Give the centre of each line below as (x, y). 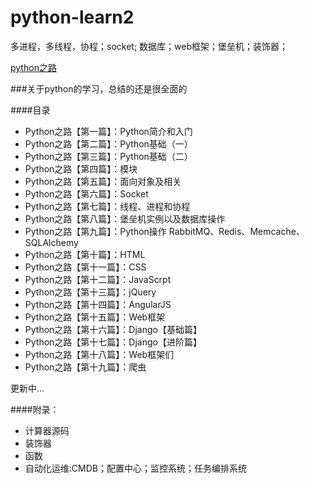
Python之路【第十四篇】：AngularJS (98, 304)
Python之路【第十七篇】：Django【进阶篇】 (113, 342)
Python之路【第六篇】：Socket (86, 193)
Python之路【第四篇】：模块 (81, 168)
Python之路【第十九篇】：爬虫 (85, 367)
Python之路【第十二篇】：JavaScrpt (98, 279)
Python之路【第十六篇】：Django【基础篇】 (113, 329)
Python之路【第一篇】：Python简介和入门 (108, 131)
